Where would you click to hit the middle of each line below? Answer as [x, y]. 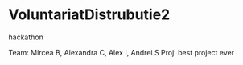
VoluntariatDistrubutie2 [89, 15]
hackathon [26, 37]
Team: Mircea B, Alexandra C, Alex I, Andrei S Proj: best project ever [121, 52]
